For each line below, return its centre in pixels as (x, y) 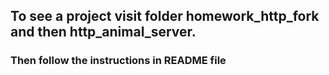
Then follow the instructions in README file (118, 61)
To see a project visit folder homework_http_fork (165, 16)
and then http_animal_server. (103, 32)
